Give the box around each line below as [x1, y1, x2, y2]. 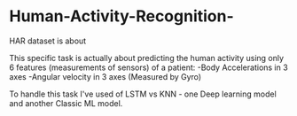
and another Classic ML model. [9, 97, 123, 108]
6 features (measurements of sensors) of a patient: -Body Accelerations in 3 [9, 62, 288, 73]
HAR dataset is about [9, 35, 87, 46]
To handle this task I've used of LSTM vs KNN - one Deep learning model [9, 89, 277, 99]
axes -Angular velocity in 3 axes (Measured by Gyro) [9, 71, 202, 81]
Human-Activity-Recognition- [9, 6, 235, 27]
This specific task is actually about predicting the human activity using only [9, 52, 285, 63]
